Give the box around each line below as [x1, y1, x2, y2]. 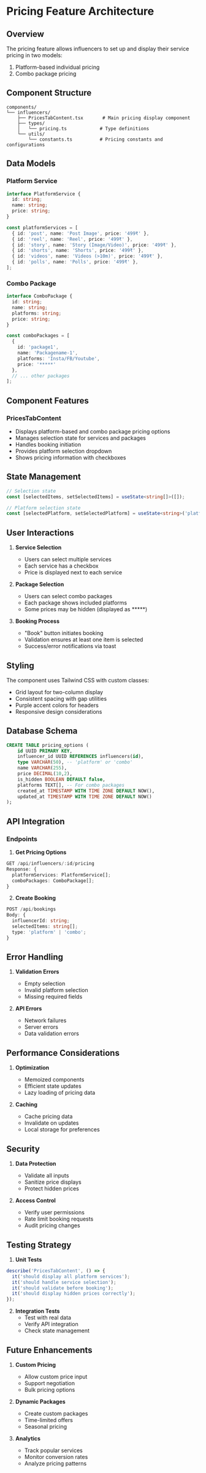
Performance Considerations [6, 1047, 120, 1058]
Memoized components [24, 1076, 85, 1084]
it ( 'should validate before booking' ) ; [12, 1285, 114, 1291]
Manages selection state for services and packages [15, 434, 146, 442]
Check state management [24, 1327, 90, 1334]
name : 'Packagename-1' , [17, 350, 78, 356]
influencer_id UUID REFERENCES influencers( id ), [17, 754, 144, 760]
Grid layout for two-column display [15, 688, 103, 695]
